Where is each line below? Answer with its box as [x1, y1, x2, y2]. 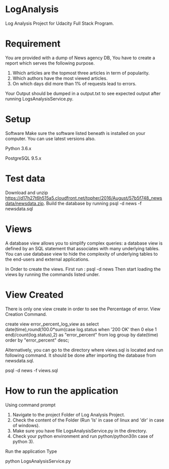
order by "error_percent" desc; [5, 337, 70, 343]
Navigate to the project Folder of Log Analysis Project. [12, 411, 125, 417]
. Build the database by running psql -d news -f [43, 200, 142, 206]
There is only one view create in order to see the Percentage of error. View [5, 306, 160, 312]
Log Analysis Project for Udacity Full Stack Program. [5, 20, 115, 26]
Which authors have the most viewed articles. [12, 75, 107, 81]
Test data [5, 173, 45, 184]
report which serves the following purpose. [5, 60, 95, 66]
